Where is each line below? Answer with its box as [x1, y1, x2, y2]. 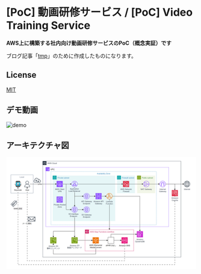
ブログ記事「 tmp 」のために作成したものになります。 [6, 52, 137, 59]
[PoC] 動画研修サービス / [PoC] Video [6, 5, 193, 19]
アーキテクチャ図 [6, 140, 69, 151]
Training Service [6, 19, 91, 33]
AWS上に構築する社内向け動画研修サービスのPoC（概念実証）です [6, 39, 172, 46]
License [6, 70, 37, 80]
